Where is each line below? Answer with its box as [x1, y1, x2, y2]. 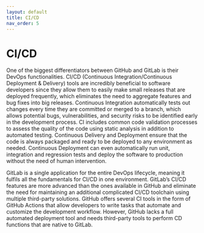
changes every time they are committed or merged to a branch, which [6, 106, 181, 113]
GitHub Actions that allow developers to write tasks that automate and [6, 202, 182, 209]
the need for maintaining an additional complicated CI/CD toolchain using [6, 188, 189, 196]
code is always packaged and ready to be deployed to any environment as [6, 138, 192, 145]
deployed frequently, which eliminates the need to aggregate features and [6, 93, 192, 100]
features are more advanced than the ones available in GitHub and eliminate [6, 182, 196, 190]
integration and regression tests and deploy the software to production [6, 151, 183, 159]
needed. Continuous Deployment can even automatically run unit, [6, 145, 170, 152]
